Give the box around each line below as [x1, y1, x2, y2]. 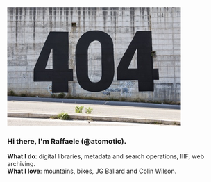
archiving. [7, 160, 36, 168]
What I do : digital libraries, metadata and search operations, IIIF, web [7, 152, 205, 160]
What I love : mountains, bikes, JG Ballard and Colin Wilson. [7, 167, 177, 176]
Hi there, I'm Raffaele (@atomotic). [7, 136, 127, 146]
